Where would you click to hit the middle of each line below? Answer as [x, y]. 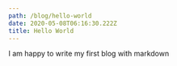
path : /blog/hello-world [50, 16]
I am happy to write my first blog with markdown [89, 54]
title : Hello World [41, 31]
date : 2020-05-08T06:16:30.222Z [63, 23]
